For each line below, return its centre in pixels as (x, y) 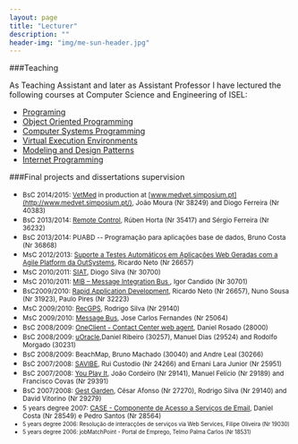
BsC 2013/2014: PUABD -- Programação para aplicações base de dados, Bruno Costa (154, 238)
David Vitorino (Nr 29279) (62, 399)
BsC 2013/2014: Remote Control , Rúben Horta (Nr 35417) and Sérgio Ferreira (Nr (146, 220)
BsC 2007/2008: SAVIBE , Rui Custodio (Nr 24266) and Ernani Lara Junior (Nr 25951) (152, 364)
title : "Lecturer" (43, 26)
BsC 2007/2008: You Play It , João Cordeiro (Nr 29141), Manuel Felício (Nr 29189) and (153, 374)
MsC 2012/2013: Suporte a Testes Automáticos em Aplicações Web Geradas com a (150, 255)
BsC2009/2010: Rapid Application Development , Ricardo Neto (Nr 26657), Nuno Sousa (155, 292)
